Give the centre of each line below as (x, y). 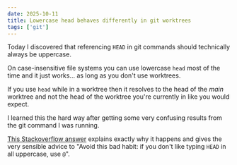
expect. (18, 104)
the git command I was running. (53, 126)
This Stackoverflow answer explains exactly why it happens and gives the (115, 139)
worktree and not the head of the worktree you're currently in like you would (118, 97)
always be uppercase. (40, 54)
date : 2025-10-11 (33, 14)
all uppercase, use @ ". (39, 154)
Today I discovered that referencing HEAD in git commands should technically (119, 47)
